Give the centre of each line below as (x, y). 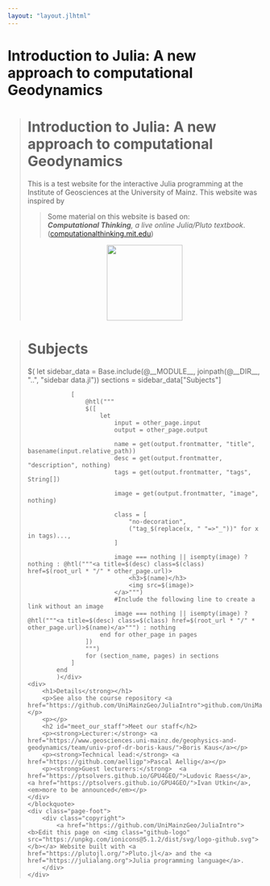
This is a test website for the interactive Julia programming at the (135, 183)
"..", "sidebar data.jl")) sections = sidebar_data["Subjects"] (124, 379)
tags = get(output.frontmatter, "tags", (183, 472)
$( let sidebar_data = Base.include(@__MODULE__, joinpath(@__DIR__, (143, 371)
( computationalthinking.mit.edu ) (100, 233)
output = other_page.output (161, 430)
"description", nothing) (69, 465)
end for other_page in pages (149, 634)
